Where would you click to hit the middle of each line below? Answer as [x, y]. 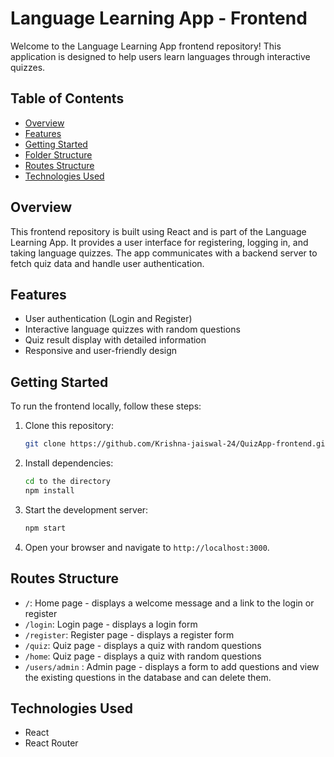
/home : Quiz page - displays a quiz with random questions [143, 656]
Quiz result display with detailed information [115, 340]
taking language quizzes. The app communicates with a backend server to [164, 253]
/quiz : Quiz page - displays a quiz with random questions [143, 645]
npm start [45, 528]
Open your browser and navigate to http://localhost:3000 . [147, 547]
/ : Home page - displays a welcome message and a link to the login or [169, 603]
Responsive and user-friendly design [101, 351]
